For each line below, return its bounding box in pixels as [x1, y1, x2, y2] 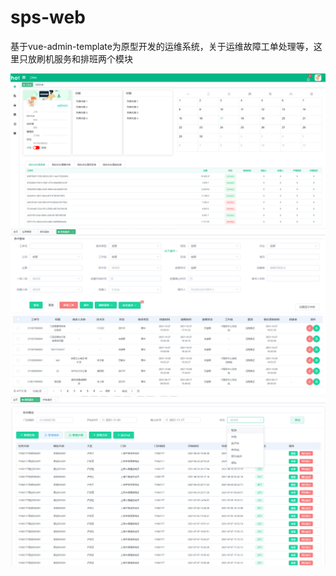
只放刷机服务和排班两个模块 [18, 52, 133, 65]
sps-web [10, 6, 86, 29]
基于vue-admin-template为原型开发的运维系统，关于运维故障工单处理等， [10, 40, 314, 52]
